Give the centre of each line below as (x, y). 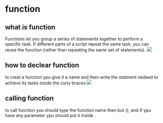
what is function (30, 27)
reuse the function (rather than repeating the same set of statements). (75, 50)
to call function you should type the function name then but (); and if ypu (78, 110)
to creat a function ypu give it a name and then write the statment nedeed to (82, 77)
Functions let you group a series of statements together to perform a (74, 39)
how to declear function (42, 65)
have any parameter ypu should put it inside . (51, 115)
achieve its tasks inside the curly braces (45, 83)
